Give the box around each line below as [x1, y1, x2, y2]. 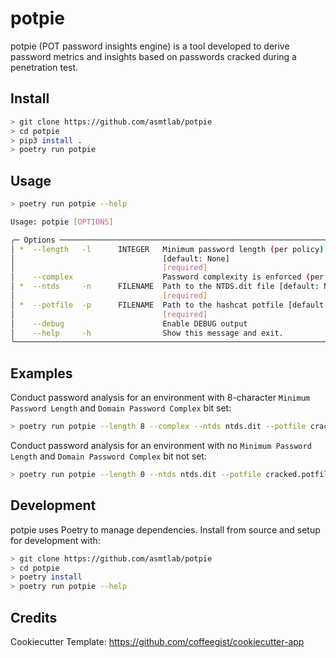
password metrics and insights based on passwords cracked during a [10, 50, 297, 62]
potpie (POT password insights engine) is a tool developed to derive [10, 40, 290, 52]
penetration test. [10, 61, 79, 73]
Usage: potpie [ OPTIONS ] [10, 217, 114, 227]
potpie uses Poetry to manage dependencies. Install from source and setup [10, 523, 321, 536]
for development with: [10, 534, 101, 546]
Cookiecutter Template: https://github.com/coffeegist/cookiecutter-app [10, 636, 305, 647]
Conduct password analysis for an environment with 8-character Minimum [10, 392, 310, 404]
